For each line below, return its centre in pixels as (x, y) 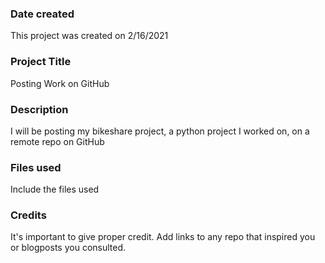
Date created (42, 14)
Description (39, 109)
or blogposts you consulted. (68, 248)
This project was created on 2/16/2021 (89, 36)
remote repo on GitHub (57, 141)
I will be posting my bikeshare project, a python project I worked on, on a (160, 131)
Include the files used (55, 189)
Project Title (41, 62)
